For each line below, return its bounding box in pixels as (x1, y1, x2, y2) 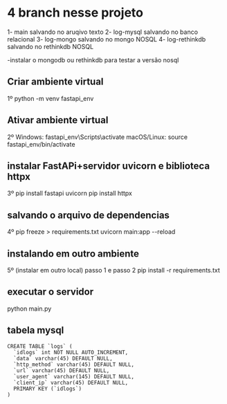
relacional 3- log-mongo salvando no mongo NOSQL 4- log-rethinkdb (7, 35, 206, 43)
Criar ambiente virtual (7, 76, 104, 88)
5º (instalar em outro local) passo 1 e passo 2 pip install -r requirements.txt (7, 266, 220, 274)
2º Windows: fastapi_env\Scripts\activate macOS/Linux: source (7, 133, 188, 141)
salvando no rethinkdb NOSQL (7, 42, 94, 50)
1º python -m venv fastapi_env (7, 94, 94, 102)
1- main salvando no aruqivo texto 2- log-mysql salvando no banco (7, 28, 199, 36)
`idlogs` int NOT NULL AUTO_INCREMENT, (13, 349, 129, 356)
